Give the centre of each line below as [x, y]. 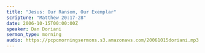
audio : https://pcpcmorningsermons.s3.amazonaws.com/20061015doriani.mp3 [103, 40]
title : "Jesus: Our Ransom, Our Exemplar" [61, 12]
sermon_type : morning [34, 35]
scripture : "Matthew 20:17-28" [46, 18]
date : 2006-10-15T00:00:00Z [42, 23]
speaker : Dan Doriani [34, 29]
